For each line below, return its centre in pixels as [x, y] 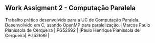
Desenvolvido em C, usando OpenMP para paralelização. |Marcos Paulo [78, 25]
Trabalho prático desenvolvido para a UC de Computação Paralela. [72, 20]
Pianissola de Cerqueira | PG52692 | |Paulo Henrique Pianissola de [73, 30]
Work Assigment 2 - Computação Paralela [70, 8]
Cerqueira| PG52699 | [27, 35]
